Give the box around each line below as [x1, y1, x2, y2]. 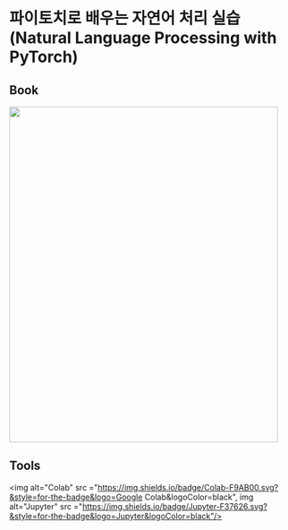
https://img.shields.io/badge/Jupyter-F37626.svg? [81, 500, 268, 511]
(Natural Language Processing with [9, 28, 277, 48]
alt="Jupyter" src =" [9, 500, 83, 511]
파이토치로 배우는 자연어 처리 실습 [9, 8, 241, 29]
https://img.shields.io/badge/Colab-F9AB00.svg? [97, 482, 279, 492]
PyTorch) [9, 47, 79, 67]
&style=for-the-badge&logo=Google [9, 492, 143, 502]
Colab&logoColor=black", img [144, 492, 254, 502]
